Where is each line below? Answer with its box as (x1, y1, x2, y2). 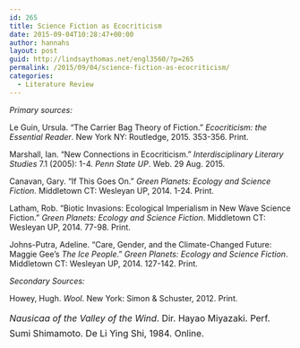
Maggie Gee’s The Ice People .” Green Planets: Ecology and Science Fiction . (9, 248, 288, 259)
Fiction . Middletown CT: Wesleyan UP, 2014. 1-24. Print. (9, 185, 215, 196)
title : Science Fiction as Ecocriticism (9, 22, 163, 30)
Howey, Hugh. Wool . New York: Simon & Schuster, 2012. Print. (9, 292, 238, 303)
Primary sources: (9, 104, 73, 115)
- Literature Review (17, 80, 94, 89)
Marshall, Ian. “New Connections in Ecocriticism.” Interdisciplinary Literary (9, 149, 284, 160)
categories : (9, 72, 54, 81)
